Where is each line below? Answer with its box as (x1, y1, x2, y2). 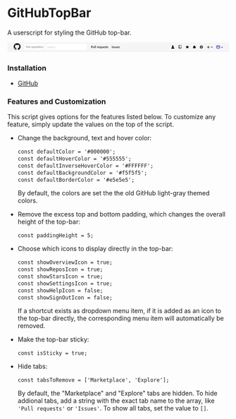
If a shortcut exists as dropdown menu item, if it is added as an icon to (17, 307, 222, 315)
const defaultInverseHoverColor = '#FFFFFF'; (17, 162, 154, 170)
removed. (17, 322, 46, 330)
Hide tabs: (17, 362, 48, 371)
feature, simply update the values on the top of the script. (7, 120, 175, 128)
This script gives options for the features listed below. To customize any (7, 113, 216, 121)
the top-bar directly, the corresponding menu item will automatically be (17, 314, 224, 322)
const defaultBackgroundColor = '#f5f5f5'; (17, 169, 148, 177)
